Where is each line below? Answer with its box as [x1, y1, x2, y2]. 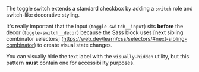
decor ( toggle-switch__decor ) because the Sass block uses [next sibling [6, 29, 184, 36]
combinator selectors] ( [6, 35, 64, 42]
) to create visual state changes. [33, 41, 113, 48]
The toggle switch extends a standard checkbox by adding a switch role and [6, 5, 193, 12]
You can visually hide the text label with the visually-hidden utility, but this [6, 53, 189, 60]
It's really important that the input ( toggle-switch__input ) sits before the [6, 23, 184, 30]
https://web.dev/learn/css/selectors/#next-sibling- [63, 35, 187, 42]
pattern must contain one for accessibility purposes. [6, 59, 135, 66]
